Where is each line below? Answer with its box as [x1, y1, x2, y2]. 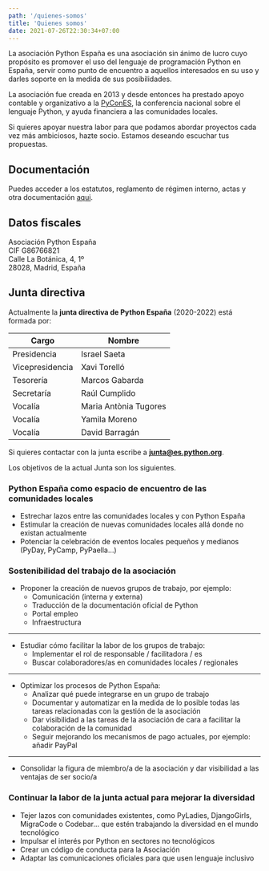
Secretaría [12, 387, 52, 398]
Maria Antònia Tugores [81, 401, 167, 412]
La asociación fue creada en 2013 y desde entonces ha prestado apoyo [8, 90, 244, 100]
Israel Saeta [81, 348, 126, 360]
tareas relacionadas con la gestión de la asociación [31, 706, 202, 716]
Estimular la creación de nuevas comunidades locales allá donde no [19, 519, 244, 530]
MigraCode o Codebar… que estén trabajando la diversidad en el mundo [19, 819, 259, 828]
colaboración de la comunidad [31, 723, 132, 733]
